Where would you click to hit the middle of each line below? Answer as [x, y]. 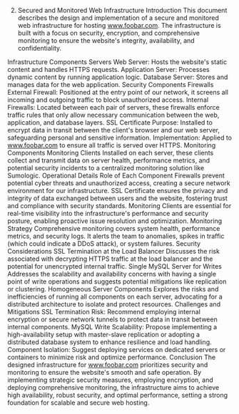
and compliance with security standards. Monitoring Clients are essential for [119, 206]
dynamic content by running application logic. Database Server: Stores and [118, 77]
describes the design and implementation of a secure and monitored [118, 18]
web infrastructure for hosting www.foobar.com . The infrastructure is [119, 25]
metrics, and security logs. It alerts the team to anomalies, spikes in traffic [116, 236]
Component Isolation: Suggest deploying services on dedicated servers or [117, 350]
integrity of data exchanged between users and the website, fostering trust [117, 198]
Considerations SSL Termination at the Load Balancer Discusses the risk [113, 251]
